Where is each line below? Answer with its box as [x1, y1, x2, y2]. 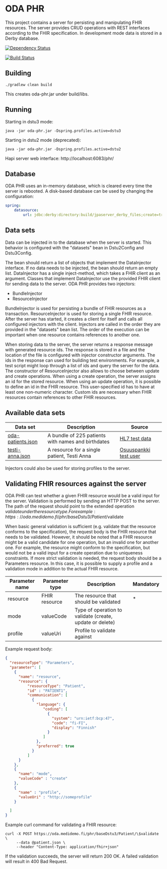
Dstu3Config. [5, 250, 33, 256]
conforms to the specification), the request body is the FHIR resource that [5, 529, 157, 535]
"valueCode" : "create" [18, 776, 68, 781]
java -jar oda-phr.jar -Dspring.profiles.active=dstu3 [5, 128, 121, 133]
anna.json [7, 452, 31, 459]
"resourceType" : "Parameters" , [9, 660, 75, 665]
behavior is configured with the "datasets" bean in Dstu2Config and [5, 244, 144, 250]
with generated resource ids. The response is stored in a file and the [5, 346, 145, 352]
